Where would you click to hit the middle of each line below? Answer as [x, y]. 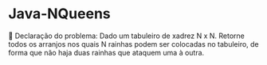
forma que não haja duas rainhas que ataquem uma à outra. [106, 52]
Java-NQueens [60, 14]
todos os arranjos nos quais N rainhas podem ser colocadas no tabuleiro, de [133, 44]
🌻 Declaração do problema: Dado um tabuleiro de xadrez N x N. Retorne [126, 36]
